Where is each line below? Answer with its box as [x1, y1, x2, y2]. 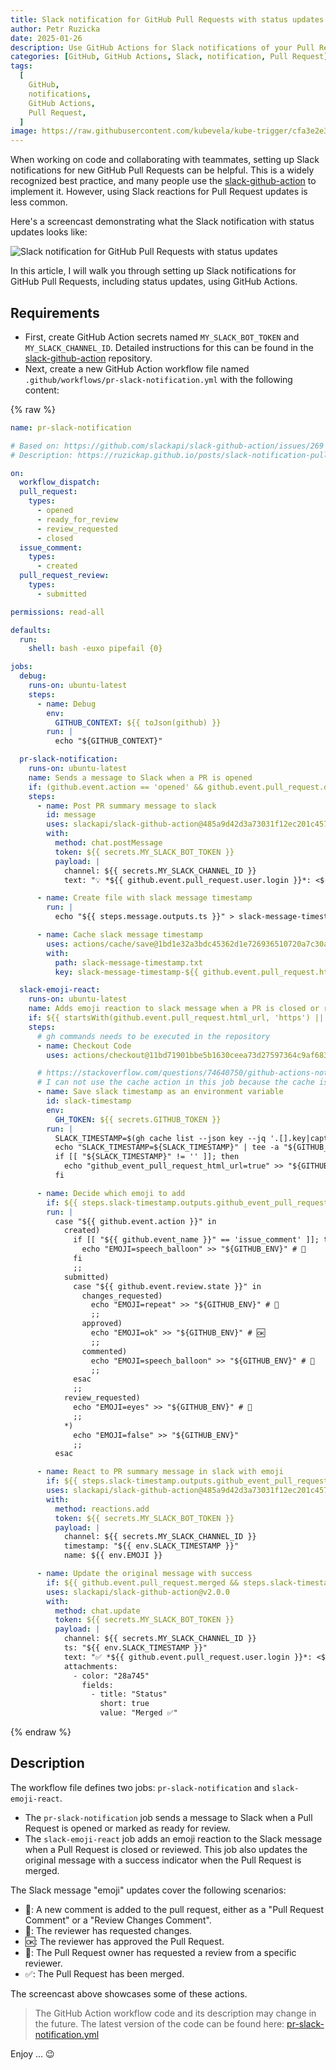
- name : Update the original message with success [36, 1569, 253, 1579]
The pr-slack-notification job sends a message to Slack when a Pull [24, 1811, 313, 1823]
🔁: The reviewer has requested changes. [24, 1924, 192, 1936]
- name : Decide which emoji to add [36, 1188, 186, 1198]
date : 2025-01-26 [10, 33, 83, 43]
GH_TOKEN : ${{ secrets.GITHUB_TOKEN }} [54, 1114, 222, 1125]
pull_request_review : [19, 571, 110, 581]
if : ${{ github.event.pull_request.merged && [46, 1577, 240, 1588]
